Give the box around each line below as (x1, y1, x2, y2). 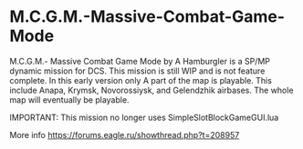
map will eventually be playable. (9, 94, 130, 105)
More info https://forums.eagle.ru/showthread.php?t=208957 (9, 129, 240, 140)
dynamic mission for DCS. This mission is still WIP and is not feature (9, 65, 266, 76)
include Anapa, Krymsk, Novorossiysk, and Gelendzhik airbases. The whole (9, 84, 294, 95)
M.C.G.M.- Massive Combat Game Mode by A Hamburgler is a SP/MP (9, 55, 271, 66)
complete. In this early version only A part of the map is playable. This (9, 74, 272, 85)
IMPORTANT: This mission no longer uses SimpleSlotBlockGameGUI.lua (9, 112, 279, 123)
